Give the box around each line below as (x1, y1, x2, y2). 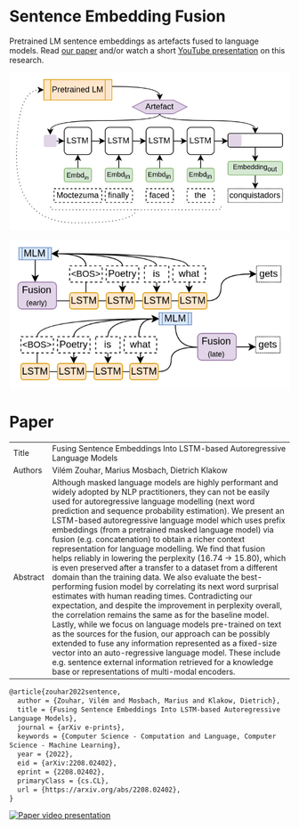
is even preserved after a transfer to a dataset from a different (52, 563, 279, 573)
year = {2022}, (17, 750, 74, 759)
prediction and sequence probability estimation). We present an (52, 506, 285, 516)
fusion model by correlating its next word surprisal (94, 581, 279, 592)
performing (52, 581, 93, 592)
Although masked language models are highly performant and (52, 477, 279, 488)
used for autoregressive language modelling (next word (52, 496, 255, 507)
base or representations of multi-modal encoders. (52, 666, 236, 678)
